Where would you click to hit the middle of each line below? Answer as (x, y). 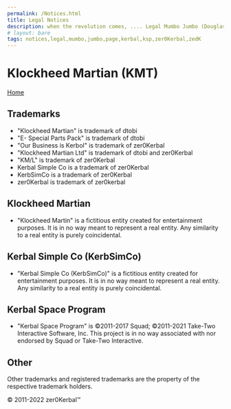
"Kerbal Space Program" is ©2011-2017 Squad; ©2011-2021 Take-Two (116, 326)
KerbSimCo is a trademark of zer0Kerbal (75, 174)
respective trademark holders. (50, 386)
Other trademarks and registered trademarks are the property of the (103, 379)
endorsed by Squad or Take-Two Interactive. (80, 341)
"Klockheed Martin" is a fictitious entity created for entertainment (110, 220)
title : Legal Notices (38, 20)
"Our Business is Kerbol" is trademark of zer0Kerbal (91, 145)
